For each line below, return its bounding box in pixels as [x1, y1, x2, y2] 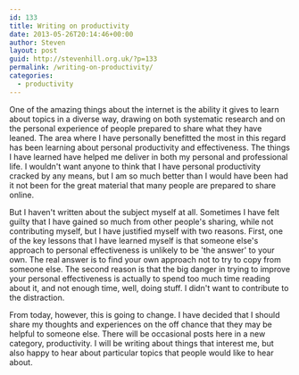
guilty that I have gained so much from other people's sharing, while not [9, 216, 274, 227]
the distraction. [9, 292, 65, 303]
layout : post [9, 46, 58, 55]
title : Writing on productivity [9, 21, 129, 30]
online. [9, 189, 34, 200]
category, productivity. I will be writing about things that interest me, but [9, 337, 274, 348]
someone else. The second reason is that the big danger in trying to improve [9, 263, 291, 274]
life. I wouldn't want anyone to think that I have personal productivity [9, 161, 262, 171]
